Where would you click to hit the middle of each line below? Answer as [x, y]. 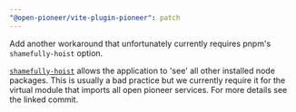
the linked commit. [44, 99]
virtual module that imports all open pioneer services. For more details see [148, 89]
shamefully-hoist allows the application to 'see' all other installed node [142, 70]
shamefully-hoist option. [56, 53]
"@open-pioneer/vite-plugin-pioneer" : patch [95, 18]
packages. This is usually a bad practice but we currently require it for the [148, 80]
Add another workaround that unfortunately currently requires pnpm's [140, 43]
